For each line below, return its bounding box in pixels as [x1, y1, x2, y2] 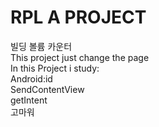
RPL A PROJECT [10, 6, 147, 29]
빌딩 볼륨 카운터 [10, 40, 73, 52]
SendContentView [10, 83, 85, 95]
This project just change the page [10, 51, 150, 63]
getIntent [10, 94, 48, 106]
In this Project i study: [10, 62, 100, 74]
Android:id [10, 72, 53, 85]
